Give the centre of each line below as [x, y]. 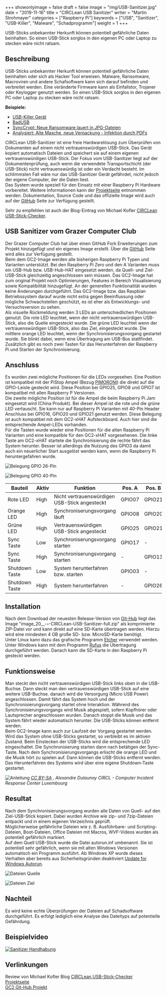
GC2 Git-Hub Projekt [26, 988]
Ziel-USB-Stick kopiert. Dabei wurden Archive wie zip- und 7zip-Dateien [79, 816]
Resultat [18, 799]
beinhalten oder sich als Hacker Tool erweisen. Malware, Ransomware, [78, 76]
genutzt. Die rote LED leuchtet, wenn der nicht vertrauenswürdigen [74, 317]
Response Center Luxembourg [36, 783]
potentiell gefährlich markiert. [35, 837]
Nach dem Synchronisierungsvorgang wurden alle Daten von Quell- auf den [83, 810]
